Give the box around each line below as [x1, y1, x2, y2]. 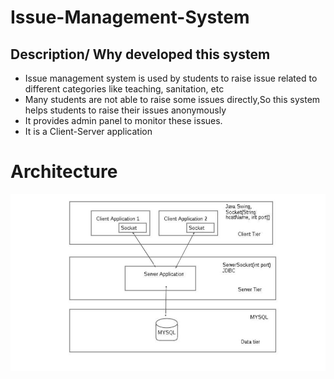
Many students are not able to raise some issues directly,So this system [24, 94, 321, 105]
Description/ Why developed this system [10, 46, 271, 63]
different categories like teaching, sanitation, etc [24, 83, 225, 95]
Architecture [10, 161, 118, 183]
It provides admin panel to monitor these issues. [24, 115, 223, 126]
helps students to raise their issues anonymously [24, 104, 227, 116]
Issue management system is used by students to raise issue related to [24, 72, 318, 84]
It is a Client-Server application [24, 126, 153, 137]
